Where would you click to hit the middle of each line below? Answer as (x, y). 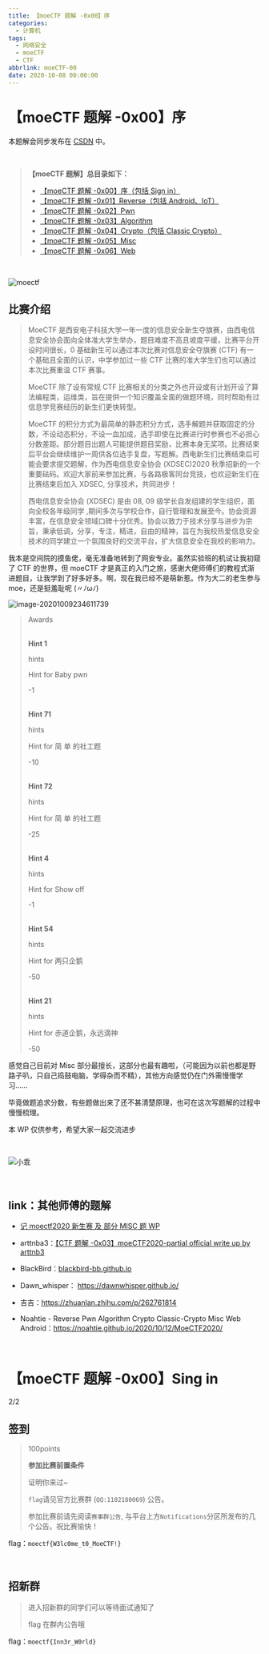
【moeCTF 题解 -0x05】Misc (88, 240)
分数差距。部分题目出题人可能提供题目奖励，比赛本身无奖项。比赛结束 (144, 444)
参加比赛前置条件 (56, 1465)
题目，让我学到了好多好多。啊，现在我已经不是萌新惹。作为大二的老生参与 (138, 578)
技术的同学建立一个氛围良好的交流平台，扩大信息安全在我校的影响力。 (144, 541)
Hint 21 (40, 1001)
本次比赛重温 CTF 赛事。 (68, 370)
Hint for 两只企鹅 (55, 961)
